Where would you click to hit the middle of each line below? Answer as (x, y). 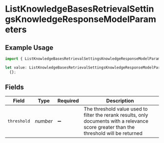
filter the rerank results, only (116, 115)
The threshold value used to (116, 109)
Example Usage (29, 47)
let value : (16, 67)
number (44, 121)
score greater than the (109, 127)
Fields (15, 87)
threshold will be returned (113, 133)
